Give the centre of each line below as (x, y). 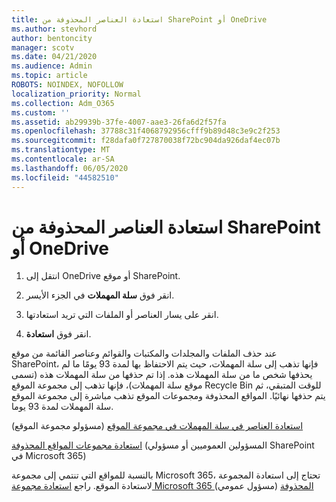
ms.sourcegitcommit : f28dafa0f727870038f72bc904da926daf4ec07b (146, 141)
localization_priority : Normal (76, 94)
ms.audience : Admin (52, 66)
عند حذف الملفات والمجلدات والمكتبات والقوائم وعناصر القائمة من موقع (144, 353)
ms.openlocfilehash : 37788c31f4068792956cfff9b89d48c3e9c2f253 (146, 131)
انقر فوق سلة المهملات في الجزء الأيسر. (100, 295)
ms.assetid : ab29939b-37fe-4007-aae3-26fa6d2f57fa (119, 122)
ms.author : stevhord (54, 29)
